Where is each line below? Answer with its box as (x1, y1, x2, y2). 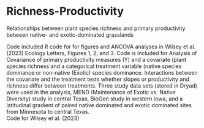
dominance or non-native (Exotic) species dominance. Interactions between (6, 69, 198, 76)
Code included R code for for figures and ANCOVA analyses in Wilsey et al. (6, 43, 196, 50)
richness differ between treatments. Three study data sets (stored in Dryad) (6, 81, 198, 89)
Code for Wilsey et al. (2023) (6, 115, 80, 122)
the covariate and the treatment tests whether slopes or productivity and (6, 75, 190, 83)
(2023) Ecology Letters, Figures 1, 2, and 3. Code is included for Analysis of (6, 49, 197, 56)
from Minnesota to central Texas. (6, 108, 90, 115)
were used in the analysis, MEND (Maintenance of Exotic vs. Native (6, 88, 176, 96)
